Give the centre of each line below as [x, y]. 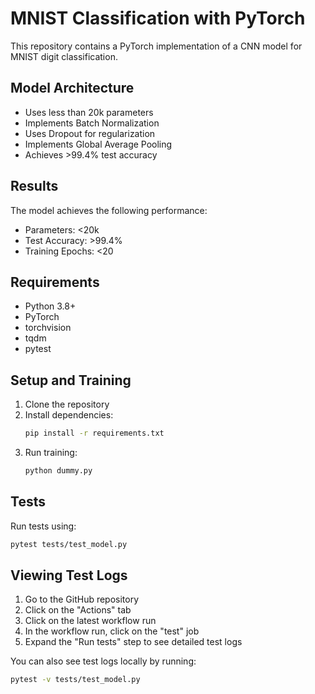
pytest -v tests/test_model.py [75, 680]
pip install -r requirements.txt [94, 433]
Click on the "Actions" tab [78, 610]
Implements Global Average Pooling [98, 144]
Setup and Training [71, 380]
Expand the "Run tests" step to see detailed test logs [133, 642]
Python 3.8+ [50, 306]
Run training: [51, 453]
